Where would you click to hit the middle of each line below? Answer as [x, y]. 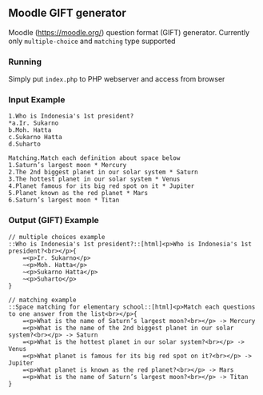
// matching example [43, 300]
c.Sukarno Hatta [35, 138]
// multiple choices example [57, 237]
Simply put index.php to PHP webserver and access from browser [117, 79]
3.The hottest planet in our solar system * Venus [94, 179]
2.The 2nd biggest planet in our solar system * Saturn [103, 172]
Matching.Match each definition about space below [94, 158]
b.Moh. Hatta [30, 130]
